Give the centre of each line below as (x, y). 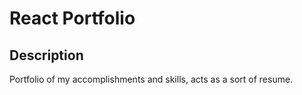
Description (46, 55)
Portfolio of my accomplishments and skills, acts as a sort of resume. (151, 79)
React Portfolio (72, 18)
